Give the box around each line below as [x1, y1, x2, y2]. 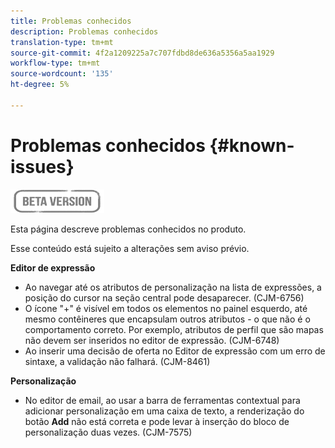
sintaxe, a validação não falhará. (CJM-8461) [24, 355, 211, 367]
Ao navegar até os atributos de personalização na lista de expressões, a [24, 281, 322, 293]
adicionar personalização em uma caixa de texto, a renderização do [24, 405, 305, 417]
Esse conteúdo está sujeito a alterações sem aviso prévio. [10, 242, 250, 254]
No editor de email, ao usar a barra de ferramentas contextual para [24, 394, 301, 406]
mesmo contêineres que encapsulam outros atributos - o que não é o [24, 313, 311, 325]
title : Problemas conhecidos [10, 16, 132, 26]
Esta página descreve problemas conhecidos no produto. [10, 223, 247, 235]
